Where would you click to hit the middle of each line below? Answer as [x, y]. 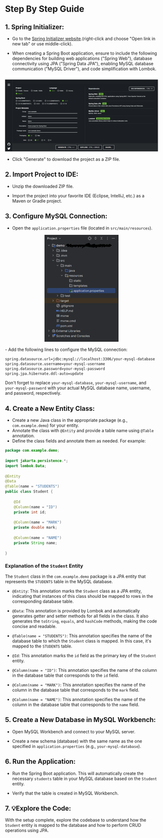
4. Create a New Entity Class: [50, 409]
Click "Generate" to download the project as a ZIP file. [66, 159]
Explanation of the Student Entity [44, 566]
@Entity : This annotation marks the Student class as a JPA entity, [77, 591]
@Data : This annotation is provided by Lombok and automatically [76, 610]
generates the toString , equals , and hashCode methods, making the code [84, 621]
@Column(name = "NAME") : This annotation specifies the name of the [79, 699]
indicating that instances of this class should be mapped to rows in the [83, 596]
